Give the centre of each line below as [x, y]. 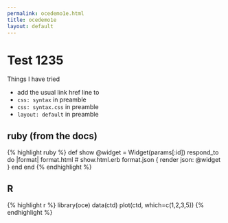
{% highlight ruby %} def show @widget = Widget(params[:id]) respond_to [113, 152]
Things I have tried [34, 79]
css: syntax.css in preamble [58, 107]
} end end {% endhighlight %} [49, 167]
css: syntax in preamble [52, 99]
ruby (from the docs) [52, 136]
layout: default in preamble [58, 115]
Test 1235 [35, 60]
